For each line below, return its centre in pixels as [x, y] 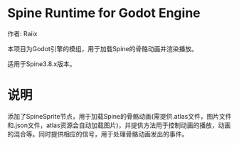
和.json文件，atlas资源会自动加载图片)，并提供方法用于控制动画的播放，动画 [119, 125]
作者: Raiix [22, 33]
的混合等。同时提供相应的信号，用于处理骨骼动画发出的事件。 [98, 134]
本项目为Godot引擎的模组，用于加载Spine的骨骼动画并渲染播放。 [102, 48]
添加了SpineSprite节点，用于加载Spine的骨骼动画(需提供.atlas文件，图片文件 [119, 116]
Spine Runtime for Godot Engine [104, 13]
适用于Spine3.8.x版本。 [42, 64]
